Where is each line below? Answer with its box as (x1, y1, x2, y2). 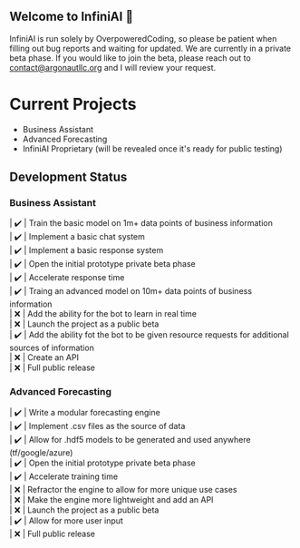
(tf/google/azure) (9, 446, 73, 458)
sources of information (9, 342, 95, 354)
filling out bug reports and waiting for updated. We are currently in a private (9, 43, 292, 54)
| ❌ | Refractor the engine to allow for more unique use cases (9, 484, 237, 494)
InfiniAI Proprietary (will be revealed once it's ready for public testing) (22, 142, 283, 154)
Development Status (9, 170, 128, 185)
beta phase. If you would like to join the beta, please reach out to (9, 52, 251, 64)
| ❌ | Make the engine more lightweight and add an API (9, 494, 214, 504)
